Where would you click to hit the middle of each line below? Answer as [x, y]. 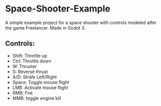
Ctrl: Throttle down [32, 61]
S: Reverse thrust [30, 71]
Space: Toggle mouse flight [41, 82]
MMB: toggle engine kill [37, 98]
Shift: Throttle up [30, 55]
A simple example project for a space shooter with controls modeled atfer [81, 22]
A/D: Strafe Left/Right [34, 77]
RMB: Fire [22, 92]
